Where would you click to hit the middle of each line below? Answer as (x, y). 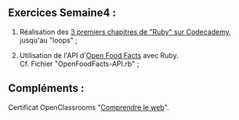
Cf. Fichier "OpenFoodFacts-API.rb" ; (79, 64)
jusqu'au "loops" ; (49, 40)
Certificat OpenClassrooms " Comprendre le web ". (89, 107)
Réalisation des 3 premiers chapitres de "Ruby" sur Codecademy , (125, 31)
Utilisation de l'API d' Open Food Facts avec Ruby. (99, 55)
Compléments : (46, 88)
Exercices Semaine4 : (62, 13)
